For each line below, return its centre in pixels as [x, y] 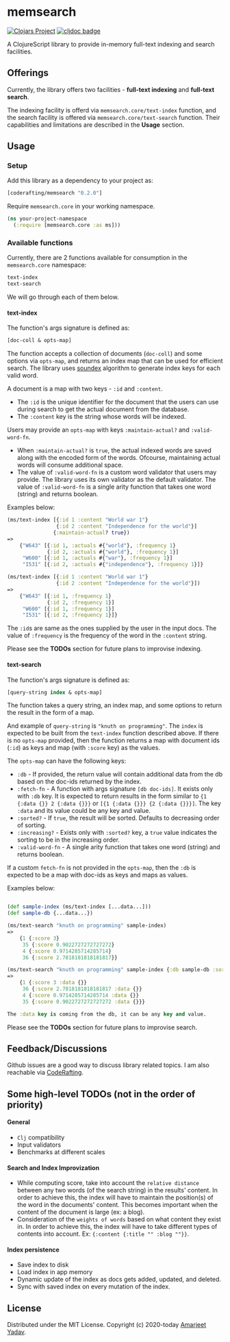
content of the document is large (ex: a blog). [81, 1212]
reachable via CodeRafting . [46, 1073]
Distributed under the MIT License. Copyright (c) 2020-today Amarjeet [107, 1325]
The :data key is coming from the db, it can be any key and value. [107, 1014]
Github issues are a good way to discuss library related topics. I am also [108, 1065]
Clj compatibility [41, 1137]
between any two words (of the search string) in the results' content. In [117, 1191]
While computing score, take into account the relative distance [108, 1183]
